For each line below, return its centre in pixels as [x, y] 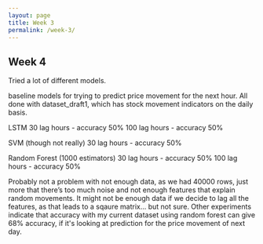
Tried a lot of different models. [57, 81]
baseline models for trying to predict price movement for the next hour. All [128, 96]
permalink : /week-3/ [42, 30]
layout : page [29, 15]
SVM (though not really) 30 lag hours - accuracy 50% [95, 143]
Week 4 [27, 62]
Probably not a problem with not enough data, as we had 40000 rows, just [128, 182]
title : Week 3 [31, 23]
